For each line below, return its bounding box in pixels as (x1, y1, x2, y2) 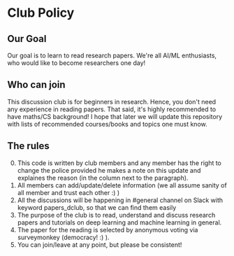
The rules (7, 140, 50, 152)
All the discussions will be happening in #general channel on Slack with (17, 196, 224, 204)
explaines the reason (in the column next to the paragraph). (17, 173, 189, 182)
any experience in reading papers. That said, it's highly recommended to (7, 105, 217, 113)
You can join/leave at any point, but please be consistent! (17, 240, 182, 249)
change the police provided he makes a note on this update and (17, 166, 201, 174)
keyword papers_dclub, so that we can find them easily (17, 203, 177, 211)
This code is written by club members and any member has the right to (17, 159, 222, 167)
